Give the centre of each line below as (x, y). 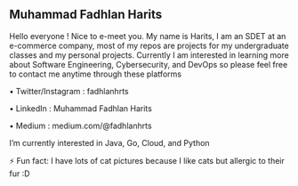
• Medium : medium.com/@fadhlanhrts (81, 125)
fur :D (20, 174)
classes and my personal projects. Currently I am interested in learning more (149, 55)
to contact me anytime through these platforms (96, 74)
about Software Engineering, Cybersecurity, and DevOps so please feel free (149, 64)
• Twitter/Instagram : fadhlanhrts (69, 91)
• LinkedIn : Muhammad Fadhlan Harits (81, 108)
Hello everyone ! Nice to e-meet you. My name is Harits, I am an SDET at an (148, 36)
